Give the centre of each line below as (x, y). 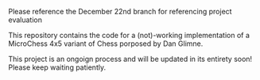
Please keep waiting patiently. (57, 67)
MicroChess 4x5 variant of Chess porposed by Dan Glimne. (106, 44)
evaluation (25, 20)
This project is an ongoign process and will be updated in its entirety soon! (130, 59)
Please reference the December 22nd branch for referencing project (120, 11)
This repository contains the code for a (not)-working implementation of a (129, 35)
